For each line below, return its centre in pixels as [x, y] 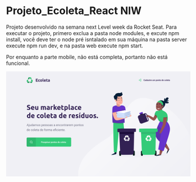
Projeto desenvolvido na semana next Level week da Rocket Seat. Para [92, 27]
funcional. [18, 63]
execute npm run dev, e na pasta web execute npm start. [75, 46]
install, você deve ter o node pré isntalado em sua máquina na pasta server [97, 39]
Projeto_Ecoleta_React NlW [74, 11]
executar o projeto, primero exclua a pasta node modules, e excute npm [93, 33]
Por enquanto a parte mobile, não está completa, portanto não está [87, 57]
